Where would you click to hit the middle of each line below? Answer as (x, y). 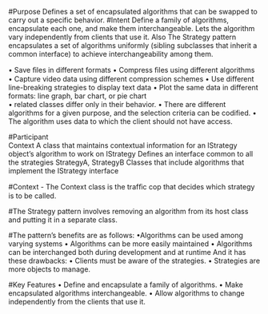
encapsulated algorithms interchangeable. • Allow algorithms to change (127, 293)
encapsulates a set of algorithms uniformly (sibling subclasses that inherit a (133, 46)
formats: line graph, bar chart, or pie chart (78, 96)
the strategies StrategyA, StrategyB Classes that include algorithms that (126, 162)
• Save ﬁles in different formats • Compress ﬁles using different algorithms (132, 70)
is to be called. (32, 196)
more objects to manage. (49, 269)
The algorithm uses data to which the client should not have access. (121, 121)
